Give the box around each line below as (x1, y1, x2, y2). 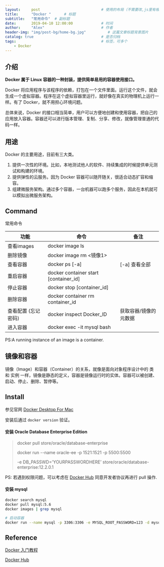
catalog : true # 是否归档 (5, 35, 121, 40)
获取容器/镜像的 (120, 307, 156, 314)
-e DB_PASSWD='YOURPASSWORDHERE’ (17, 459, 102, 465)
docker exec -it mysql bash (47, 324, 111, 330)
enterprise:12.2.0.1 (17, 464, 54, 470)
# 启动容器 (5, 515, 24, 521)
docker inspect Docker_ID (47, 311, 107, 318)
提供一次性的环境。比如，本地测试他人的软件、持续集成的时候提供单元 (12, 162, 154, 168)
